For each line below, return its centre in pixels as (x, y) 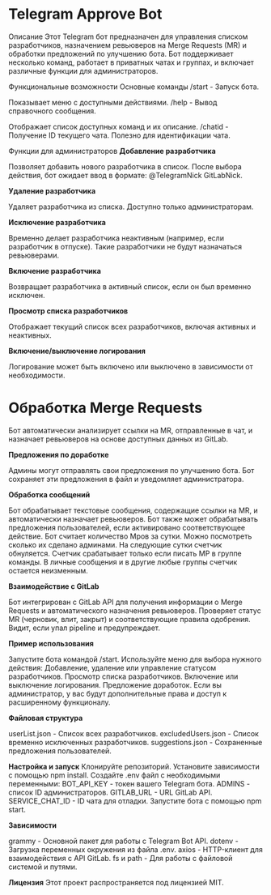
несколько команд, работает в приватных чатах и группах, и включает (131, 62)
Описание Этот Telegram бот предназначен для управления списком (128, 36)
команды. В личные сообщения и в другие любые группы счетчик (123, 562)
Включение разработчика (55, 271)
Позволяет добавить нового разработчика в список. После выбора (125, 166)
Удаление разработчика (52, 190)
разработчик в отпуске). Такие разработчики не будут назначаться (125, 246)
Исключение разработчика (57, 222)
